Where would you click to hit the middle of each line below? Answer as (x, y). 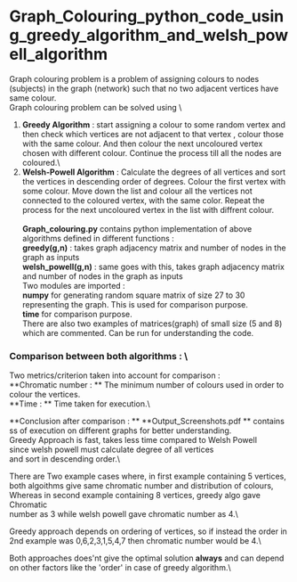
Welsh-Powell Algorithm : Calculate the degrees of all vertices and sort (154, 172)
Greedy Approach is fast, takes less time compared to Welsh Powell (133, 440)
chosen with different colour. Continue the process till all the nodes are (152, 152)
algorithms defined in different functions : (98, 238)
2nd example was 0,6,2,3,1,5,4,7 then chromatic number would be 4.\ (135, 541)
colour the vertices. (45, 395)
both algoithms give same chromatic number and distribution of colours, (141, 486)
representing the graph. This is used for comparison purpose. (135, 304)
